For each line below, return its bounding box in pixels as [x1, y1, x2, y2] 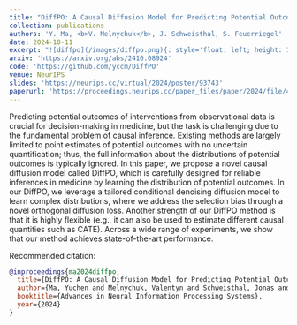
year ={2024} [17, 300, 62, 309]
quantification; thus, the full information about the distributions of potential [9, 148, 280, 159]
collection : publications [9, 21, 104, 30]
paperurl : [9, 87, 46, 95]
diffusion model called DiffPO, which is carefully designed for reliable [9, 167, 261, 178]
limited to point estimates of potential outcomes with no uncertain [9, 139, 248, 150]
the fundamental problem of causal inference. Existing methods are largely [9, 130, 281, 140]
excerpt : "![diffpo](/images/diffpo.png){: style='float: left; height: [9, 46, 283, 55]
